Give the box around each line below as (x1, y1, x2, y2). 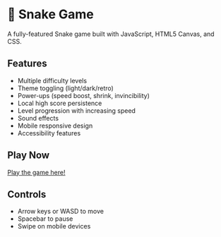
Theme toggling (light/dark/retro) (17, 84, 114, 92)
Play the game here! (7, 168, 66, 176)
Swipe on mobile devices (17, 222, 91, 231)
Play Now (7, 150, 50, 162)
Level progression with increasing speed (17, 106, 136, 115)
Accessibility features (17, 128, 81, 137)
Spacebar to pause (17, 214, 73, 223)
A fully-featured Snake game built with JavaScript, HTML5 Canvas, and (7, 30, 215, 38)
